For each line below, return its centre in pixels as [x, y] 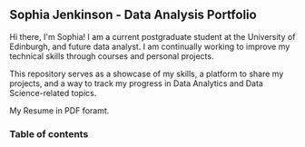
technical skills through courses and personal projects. [112, 56]
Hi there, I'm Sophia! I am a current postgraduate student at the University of [152, 36]
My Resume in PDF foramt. [59, 110]
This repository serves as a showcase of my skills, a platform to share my [147, 73]
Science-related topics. [53, 93]
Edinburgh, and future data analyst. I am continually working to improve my [150, 46]
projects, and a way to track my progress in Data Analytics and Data [136, 83]
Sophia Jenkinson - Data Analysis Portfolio [133, 15]
